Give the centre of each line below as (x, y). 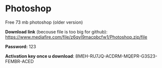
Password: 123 (21, 46)
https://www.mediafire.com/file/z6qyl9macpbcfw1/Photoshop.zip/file (76, 37)
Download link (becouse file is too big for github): (56, 32)
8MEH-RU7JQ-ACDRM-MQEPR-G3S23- (117, 56)
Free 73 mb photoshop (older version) (44, 22)
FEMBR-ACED (19, 61)
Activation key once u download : (40, 56)
